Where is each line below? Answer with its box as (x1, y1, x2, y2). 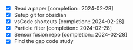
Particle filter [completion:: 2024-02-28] (14, 24, 112, 31)
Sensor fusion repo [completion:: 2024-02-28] (14, 31, 128, 38)
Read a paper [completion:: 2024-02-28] (14, 5, 114, 12)
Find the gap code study (14, 38, 74, 45)
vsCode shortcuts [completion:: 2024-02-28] (14, 18, 124, 25)
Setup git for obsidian (14, 12, 67, 19)
